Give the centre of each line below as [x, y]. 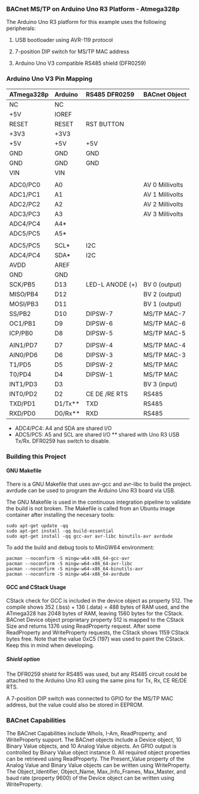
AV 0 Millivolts [163, 185]
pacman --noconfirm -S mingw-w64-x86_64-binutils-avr [75, 569]
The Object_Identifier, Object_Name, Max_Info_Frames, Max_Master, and [96, 772]
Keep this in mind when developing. [50, 645]
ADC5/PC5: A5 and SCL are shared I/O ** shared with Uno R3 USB [97, 434]
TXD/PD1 [22, 404]
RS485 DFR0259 [110, 94]
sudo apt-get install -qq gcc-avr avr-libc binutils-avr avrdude [89, 536]
